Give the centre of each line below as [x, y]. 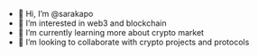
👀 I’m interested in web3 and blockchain [92, 23]
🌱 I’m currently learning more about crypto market [111, 32]
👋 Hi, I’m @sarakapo [55, 14]
